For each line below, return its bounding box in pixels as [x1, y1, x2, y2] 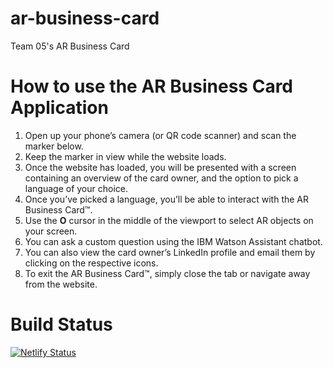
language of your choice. [24, 182, 128, 194]
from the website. [24, 278, 98, 290]
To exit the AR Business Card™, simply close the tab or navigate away [24, 267, 311, 279]
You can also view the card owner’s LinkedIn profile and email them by [24, 246, 316, 258]
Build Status [10, 313, 113, 336]
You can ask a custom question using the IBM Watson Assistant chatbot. [24, 235, 323, 247]
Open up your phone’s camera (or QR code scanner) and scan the [24, 129, 297, 141]
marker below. [24, 140, 84, 152]
